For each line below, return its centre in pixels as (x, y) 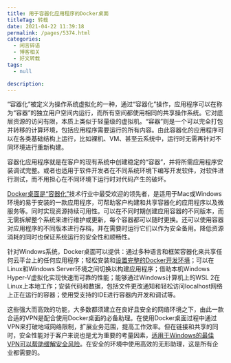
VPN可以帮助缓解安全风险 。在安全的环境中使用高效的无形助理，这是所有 (110, 344)
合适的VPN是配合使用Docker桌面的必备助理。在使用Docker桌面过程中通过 (112, 318)
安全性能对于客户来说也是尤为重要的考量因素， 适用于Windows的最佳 (117, 335)
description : (26, 84)
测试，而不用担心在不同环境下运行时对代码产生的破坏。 (91, 179)
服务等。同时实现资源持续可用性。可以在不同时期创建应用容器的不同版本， (112, 211)
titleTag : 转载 (28, 20)
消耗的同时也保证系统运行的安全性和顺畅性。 (70, 237)
